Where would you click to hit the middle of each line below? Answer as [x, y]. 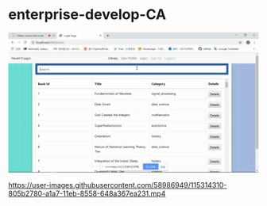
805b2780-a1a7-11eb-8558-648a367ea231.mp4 [87, 194]
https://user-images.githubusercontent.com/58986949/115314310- [118, 185]
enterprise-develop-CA [87, 15]
